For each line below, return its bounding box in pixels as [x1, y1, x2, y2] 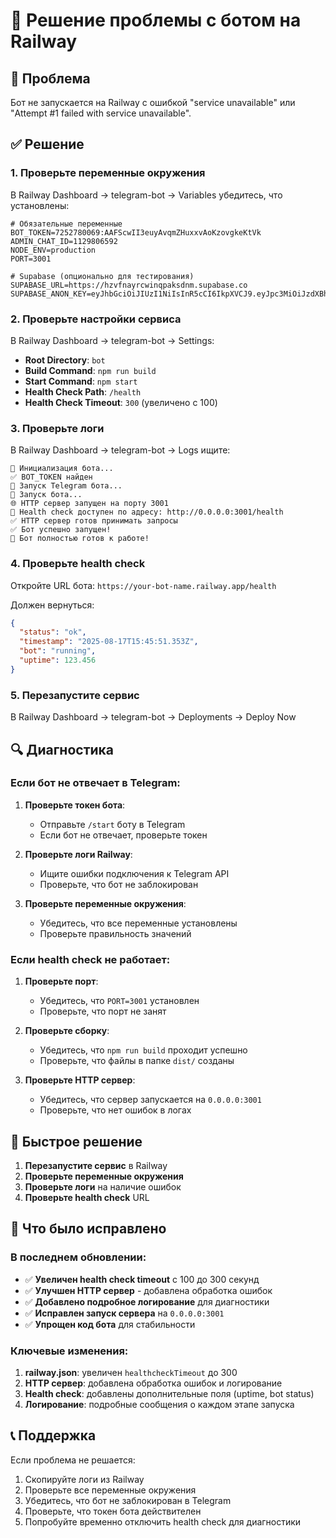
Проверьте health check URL [24, 1191, 150, 1203]
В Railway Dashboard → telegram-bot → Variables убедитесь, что [10, 189, 283, 201]
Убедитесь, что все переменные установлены [39, 917, 238, 929]
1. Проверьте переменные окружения [10, 166, 206, 180]
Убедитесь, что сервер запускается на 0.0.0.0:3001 [39, 1094, 262, 1106]
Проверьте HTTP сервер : [24, 1074, 136, 1086]
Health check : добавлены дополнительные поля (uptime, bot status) [24, 1387, 315, 1399]
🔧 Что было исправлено [10, 1220, 167, 1238]
